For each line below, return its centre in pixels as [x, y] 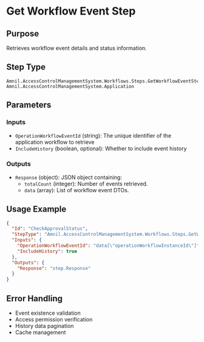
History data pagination [44, 326]
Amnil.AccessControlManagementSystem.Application [70, 86]
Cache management [40, 332]
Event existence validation [48, 313]
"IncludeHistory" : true [47, 251]
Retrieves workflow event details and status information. [76, 48]
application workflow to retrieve [55, 142]
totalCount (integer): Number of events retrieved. [86, 184]
